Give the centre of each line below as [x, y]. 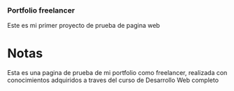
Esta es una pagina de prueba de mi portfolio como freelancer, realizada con [117, 73]
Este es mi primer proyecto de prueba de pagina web [84, 26]
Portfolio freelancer [41, 10]
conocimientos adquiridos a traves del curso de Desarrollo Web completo [113, 80]
